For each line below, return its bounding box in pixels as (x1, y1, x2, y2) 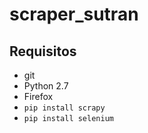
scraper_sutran (9, 3, 139, 26)
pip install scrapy (23, 103, 106, 113)
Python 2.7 (23, 80, 69, 92)
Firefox (23, 91, 54, 102)
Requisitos (9, 43, 77, 60)
